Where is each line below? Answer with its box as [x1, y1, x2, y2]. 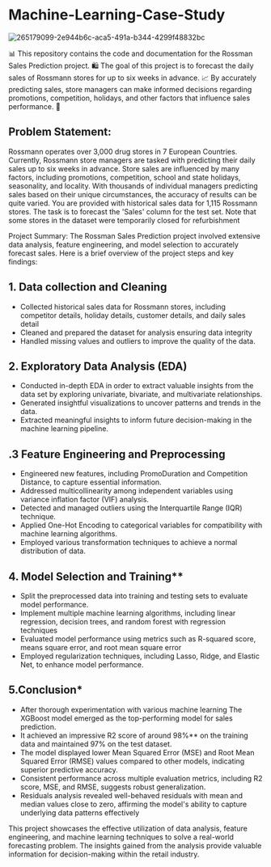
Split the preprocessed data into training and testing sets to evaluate [19, 591, 248, 600]
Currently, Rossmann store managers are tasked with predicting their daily [8, 155, 256, 165]
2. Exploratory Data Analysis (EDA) [8, 359, 188, 373]
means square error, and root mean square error [19, 643, 182, 652]
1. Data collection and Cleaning [8, 281, 167, 294]
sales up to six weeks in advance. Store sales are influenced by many [8, 163, 240, 173]
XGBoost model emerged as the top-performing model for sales [19, 713, 233, 723]
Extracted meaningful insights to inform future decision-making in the [19, 415, 252, 425]
